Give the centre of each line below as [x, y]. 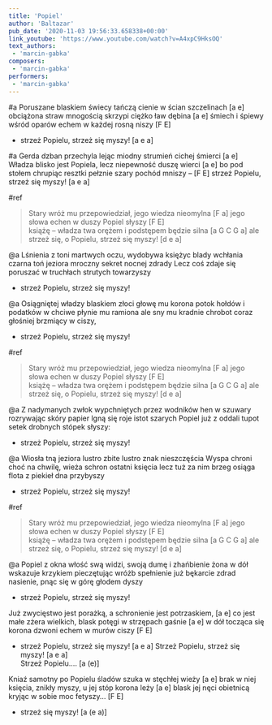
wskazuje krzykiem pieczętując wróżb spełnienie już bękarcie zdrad [122, 572]
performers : [28, 76]
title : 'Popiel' [36, 16]
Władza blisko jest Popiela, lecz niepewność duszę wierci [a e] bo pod [126, 164]
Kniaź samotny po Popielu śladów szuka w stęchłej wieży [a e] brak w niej [132, 679]
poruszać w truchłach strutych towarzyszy [80, 272]
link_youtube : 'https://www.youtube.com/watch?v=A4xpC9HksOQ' [116, 39]
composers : [27, 62]
